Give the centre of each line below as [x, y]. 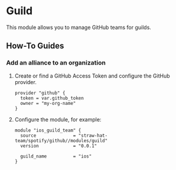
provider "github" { [40, 93]
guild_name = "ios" [56, 156]
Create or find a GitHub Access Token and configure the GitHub [92, 76]
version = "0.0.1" [59, 146]
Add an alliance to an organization [56, 63]
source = [48, 135]
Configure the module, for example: [58, 119]
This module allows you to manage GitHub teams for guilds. [79, 27]
